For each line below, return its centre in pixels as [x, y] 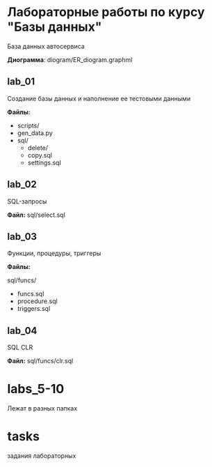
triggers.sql [34, 309]
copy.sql [40, 155]
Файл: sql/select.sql [36, 215]
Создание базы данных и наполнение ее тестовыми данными [99, 98]
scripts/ [28, 125]
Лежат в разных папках [42, 408]
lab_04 [22, 331]
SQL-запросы [27, 201]
